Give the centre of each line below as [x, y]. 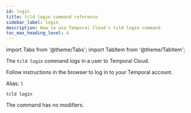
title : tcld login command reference [52, 17]
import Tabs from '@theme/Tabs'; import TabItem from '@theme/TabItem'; [96, 50]
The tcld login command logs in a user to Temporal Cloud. [78, 61]
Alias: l [15, 84]
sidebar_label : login [32, 22]
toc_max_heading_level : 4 [37, 33]
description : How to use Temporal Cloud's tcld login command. [85, 28]
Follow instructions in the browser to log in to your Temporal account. [90, 72]
